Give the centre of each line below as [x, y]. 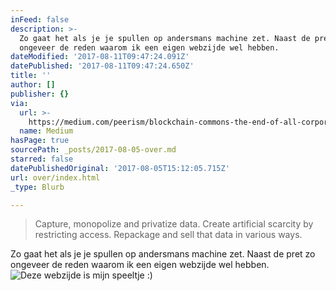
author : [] [33, 85]
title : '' [31, 76]
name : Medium [46, 131]
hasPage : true [40, 141]
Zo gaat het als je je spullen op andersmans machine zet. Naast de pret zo [163, 254]
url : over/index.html [55, 177]
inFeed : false [40, 19]
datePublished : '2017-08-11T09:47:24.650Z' [102, 66]
